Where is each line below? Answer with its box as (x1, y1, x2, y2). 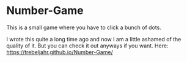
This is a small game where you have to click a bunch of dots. (6, 24, 162, 31)
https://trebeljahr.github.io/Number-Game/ (6, 48, 113, 55)
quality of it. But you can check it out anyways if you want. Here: (6, 42, 169, 49)
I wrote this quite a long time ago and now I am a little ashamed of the (6, 35, 182, 43)
